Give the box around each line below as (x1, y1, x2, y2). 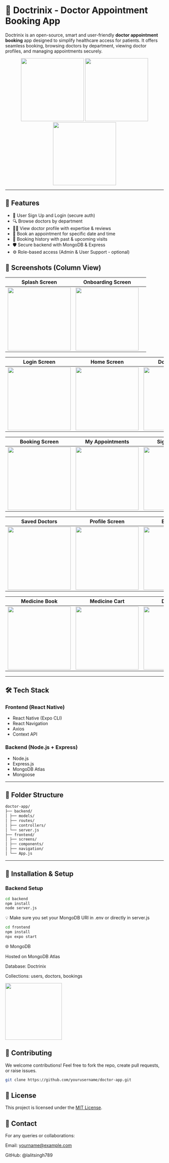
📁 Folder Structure (5, 791, 64, 799)
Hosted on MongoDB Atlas (5, 953, 60, 959)
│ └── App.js (5, 851, 33, 856)
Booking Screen (20, 438, 59, 445)
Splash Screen (21, 279, 57, 286)
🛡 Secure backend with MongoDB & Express (12, 242, 106, 248)
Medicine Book (21, 597, 58, 604)
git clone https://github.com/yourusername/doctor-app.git (5, 1077, 132, 1082)
